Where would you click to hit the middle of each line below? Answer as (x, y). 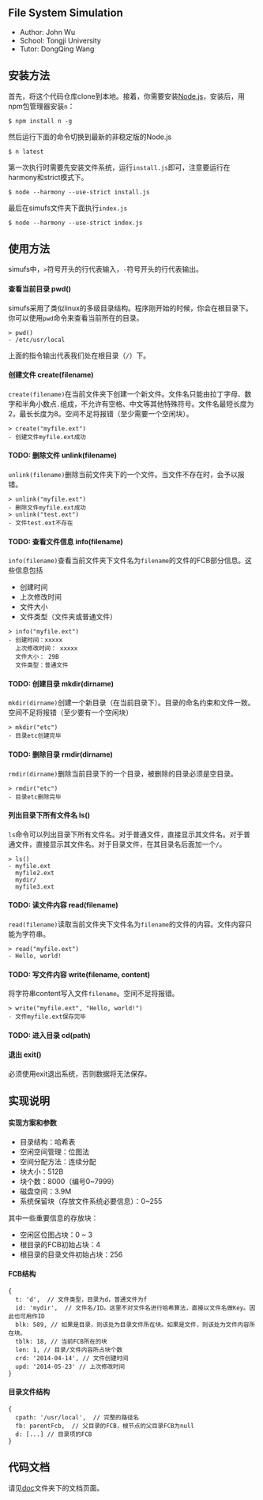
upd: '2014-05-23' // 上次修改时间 (70, 1367)
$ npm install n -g (40, 121)
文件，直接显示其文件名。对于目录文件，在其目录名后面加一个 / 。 (120, 844)
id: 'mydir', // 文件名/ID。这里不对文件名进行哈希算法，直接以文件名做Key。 (133, 1308)
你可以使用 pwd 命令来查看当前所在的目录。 (76, 318)
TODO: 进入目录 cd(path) (49, 1035)
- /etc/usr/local (37, 340)
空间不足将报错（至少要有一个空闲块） (70, 712)
